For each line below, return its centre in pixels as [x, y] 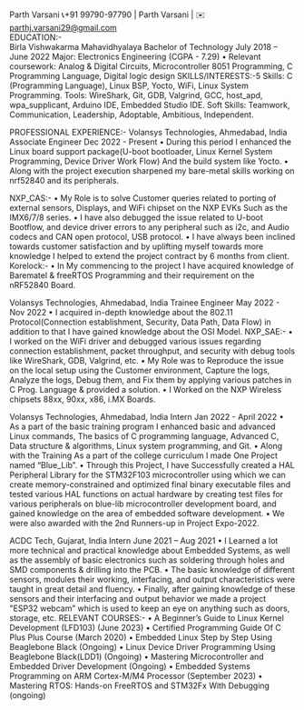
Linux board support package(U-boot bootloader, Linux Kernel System [141, 151]
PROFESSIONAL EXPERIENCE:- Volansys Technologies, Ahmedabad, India [148, 132]
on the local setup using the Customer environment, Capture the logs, [140, 370]
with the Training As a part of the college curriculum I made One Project [144, 455]
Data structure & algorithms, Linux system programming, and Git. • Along [146, 446]
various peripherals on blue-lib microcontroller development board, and [143, 504]
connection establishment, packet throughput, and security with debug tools [152, 351]
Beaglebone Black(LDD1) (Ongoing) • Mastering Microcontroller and [137, 656]
